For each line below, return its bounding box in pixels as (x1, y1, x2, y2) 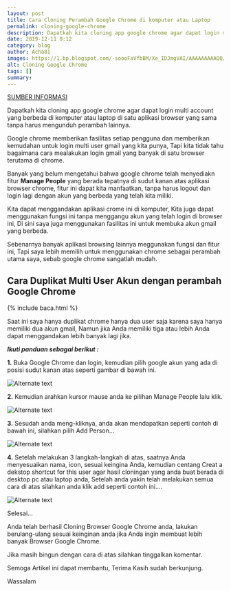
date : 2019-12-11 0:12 (7, 36, 72, 43)
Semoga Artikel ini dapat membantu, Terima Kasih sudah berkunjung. (7, 564, 203, 572)
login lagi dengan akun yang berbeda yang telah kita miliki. (7, 191, 174, 200)
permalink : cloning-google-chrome (7, 23, 107, 30)
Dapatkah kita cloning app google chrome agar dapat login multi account (7, 106, 214, 114)
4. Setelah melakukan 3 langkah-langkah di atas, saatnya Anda (7, 453, 186, 462)
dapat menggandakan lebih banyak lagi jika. (7, 332, 132, 340)
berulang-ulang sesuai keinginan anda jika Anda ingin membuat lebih (7, 530, 203, 538)
